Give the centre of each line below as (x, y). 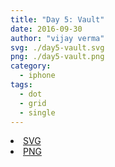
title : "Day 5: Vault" (57, 19)
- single (37, 112)
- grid (33, 103)
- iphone (37, 76)
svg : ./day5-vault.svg (57, 47)
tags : (21, 85)
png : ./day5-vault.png (57, 57)
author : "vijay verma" (57, 38)
